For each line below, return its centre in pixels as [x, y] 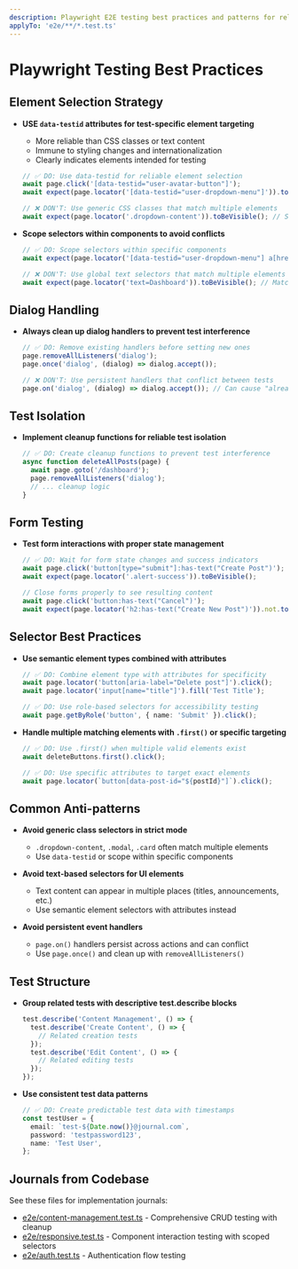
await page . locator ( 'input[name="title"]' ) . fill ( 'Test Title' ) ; [143, 691]
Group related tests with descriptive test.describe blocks [129, 1003]
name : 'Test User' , [67, 1143]
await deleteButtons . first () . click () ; [94, 757]
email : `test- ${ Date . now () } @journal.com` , [110, 1127]
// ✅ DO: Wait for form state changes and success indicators [140, 560]
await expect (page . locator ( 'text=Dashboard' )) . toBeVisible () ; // [145, 282]
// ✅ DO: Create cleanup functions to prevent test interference [146, 453]
